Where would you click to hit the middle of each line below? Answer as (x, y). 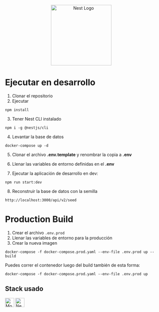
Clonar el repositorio (32, 96)
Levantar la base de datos (38, 137)
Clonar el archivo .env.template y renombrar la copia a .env (72, 155)
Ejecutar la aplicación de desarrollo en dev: (55, 173)
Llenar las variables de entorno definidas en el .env (63, 164)
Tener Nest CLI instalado (36, 119)
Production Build (39, 219)
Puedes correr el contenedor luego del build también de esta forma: (72, 265)
